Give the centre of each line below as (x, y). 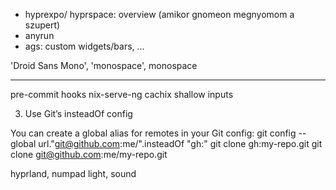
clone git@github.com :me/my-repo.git (89, 154)
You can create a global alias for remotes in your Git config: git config (153, 133)
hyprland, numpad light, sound (73, 173)
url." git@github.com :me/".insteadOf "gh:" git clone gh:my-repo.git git (180, 143)
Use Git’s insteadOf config (78, 113)
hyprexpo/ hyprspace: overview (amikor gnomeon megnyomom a (159, 14)
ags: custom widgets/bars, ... (84, 46)
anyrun (39, 35)
